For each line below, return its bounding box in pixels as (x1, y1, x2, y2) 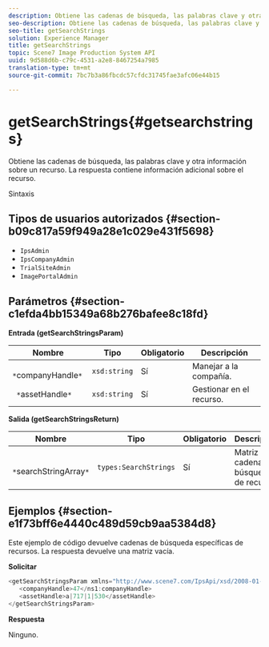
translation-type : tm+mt (8, 64, 91, 72)
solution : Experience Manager (8, 34, 110, 42)
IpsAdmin (19, 247, 50, 255)
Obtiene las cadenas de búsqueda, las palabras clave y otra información (8, 156, 247, 166)
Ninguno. (8, 629, 38, 639)
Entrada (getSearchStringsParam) (8, 328, 124, 338)
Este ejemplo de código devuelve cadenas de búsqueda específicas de (8, 538, 244, 547)
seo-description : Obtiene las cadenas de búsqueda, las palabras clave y (8, 19, 260, 27)
